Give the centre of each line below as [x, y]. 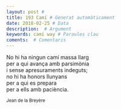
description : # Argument [39, 29]
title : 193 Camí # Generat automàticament [60, 18]
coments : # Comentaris [36, 40]
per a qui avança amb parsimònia [48, 64]
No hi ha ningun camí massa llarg [48, 57]
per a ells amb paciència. [38, 89]
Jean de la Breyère [26, 101]
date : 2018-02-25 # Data [38, 23]
